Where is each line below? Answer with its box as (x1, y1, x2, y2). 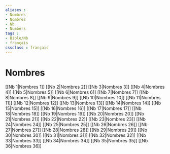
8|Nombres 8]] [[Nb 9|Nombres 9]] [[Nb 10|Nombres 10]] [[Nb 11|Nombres (5, 94, 161, 100)
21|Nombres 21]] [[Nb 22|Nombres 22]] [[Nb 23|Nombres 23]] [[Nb (5, 116, 146, 122)
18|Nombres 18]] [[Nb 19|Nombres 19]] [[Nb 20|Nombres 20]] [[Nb (5, 110, 145, 117)
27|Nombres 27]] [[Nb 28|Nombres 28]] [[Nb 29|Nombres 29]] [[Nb (5, 127, 147, 133)
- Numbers (5, 26, 26, 31)
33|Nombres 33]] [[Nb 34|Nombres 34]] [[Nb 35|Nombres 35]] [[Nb (5, 137, 148, 143)
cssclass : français (5, 45, 49, 50)
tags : (5, 31, 19, 36)
